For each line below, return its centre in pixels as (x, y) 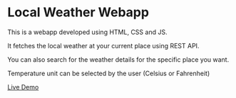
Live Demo (23, 87)
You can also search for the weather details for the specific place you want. (118, 59)
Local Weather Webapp (78, 12)
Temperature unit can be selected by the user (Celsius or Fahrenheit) (109, 73)
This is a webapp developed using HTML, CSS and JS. (87, 32)
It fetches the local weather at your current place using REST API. (103, 45)
